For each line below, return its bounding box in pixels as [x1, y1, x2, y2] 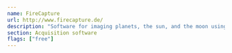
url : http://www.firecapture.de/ [7, 17, 104, 23]
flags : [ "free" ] [7, 36, 54, 43]
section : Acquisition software [7, 29, 97, 36]
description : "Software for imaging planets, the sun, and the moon [7, 23, 209, 30]
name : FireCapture [7, 10, 60, 17]
